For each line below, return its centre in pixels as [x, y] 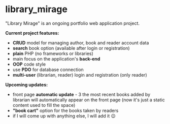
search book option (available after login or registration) [71, 48]
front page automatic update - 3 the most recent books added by [81, 94]
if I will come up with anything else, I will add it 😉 [64, 116]
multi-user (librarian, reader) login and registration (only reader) [80, 75]
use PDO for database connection [48, 70]
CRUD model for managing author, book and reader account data [81, 43]
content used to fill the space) [44, 105]
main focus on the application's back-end [56, 58]
